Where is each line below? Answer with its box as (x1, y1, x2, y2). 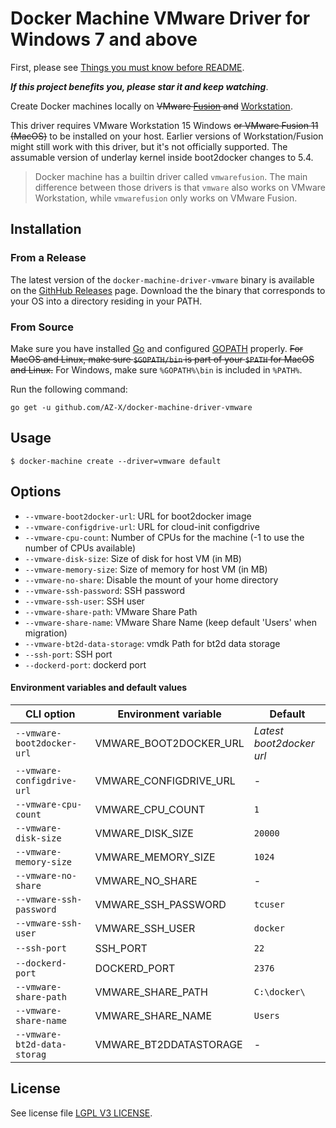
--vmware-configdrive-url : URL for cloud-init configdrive (24, 520, 260, 532)
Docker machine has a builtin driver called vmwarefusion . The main (34, 170, 308, 182)
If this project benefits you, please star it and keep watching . (10, 80, 269, 92)
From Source (10, 320, 74, 334)
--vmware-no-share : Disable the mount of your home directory (24, 573, 279, 586)
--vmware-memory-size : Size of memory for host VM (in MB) (24, 563, 268, 575)
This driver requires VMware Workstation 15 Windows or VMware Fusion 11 (10, 119, 319, 131)
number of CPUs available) (24, 542, 137, 554)
